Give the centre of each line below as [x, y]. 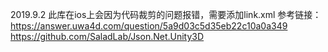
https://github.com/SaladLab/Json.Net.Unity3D [107, 36]
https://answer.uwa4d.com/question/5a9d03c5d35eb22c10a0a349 [149, 26]
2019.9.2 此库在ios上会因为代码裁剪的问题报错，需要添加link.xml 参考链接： [166, 14]
